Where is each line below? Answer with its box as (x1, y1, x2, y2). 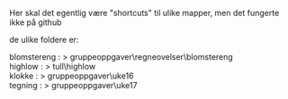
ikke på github (9, 17, 62, 28)
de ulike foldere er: (9, 35, 79, 45)
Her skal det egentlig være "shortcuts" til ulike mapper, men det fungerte (9, 8, 280, 18)
